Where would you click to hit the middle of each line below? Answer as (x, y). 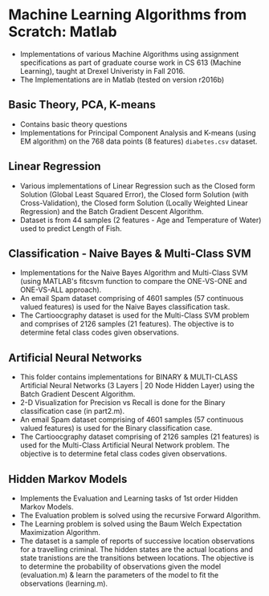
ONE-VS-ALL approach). (61, 290)
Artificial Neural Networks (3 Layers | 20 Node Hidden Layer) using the (137, 386)
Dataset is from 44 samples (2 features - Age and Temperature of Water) (141, 220)
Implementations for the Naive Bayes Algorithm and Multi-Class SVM (134, 273)
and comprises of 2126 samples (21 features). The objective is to (127, 324)
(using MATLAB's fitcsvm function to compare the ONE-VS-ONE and (133, 282)
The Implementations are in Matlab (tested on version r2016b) (122, 79)
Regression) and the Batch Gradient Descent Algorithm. (112, 211)
